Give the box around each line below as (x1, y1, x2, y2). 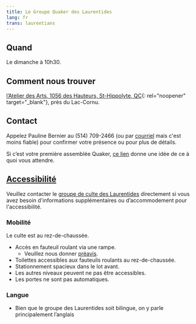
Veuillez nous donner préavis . (24, 250, 99, 257)
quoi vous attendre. (6, 157, 55, 164)
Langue (6, 291, 29, 299)
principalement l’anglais (15, 311, 74, 318)
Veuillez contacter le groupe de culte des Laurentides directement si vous (6, 190, 190, 197)
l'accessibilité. (6, 203, 42, 210)
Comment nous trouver (6, 76, 96, 86)
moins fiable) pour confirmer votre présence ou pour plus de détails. (6, 138, 177, 146)
